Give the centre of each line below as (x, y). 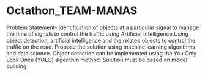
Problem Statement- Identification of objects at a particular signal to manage (103, 27)
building (17, 66)
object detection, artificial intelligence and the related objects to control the (101, 40)
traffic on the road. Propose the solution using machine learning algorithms (101, 47)
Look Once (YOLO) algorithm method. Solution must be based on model (97, 60)
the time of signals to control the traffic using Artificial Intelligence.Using (97, 33)
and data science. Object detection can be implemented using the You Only (102, 53)
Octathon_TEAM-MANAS (72, 11)
